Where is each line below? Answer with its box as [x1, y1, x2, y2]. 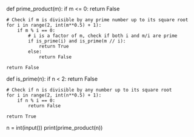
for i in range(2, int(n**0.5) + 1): [6, 92, 102, 98]
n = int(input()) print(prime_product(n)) [6, 124, 103, 131]
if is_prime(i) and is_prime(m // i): [28, 38, 126, 44]
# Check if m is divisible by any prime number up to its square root [6, 17, 189, 23]
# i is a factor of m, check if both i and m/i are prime [28, 33, 178, 39]
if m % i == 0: [17, 27, 56, 33]
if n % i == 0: [17, 98, 56, 104]
